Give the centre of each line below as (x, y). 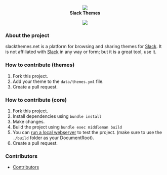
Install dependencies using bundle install (57, 116)
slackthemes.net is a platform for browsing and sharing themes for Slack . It (83, 47)
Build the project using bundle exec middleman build (67, 127)
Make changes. (29, 121)
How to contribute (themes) (40, 65)
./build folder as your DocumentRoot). (53, 138)
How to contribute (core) (36, 100)
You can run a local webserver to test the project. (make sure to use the (87, 132)
